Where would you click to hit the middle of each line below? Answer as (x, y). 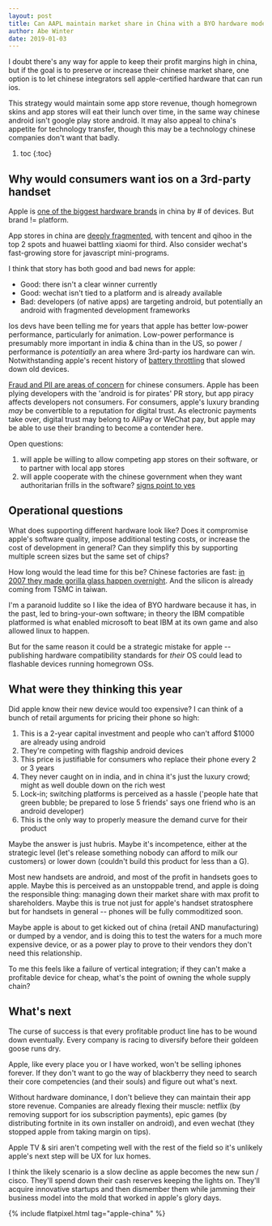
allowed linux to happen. (49, 631)
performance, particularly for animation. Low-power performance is (121, 335)
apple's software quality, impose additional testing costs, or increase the (129, 539)
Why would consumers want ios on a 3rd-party (130, 179)
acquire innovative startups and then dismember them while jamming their (132, 1189)
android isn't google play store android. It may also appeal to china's (122, 121)
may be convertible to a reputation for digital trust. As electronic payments (132, 411)
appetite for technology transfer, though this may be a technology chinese (132, 129)
